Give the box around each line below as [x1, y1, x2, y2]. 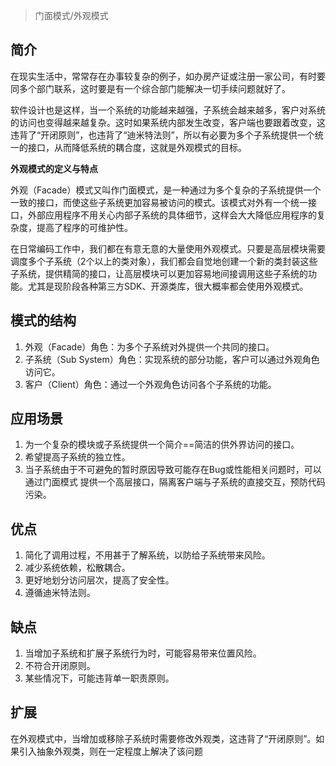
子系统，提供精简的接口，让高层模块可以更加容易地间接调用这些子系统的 [10, 267, 308, 279]
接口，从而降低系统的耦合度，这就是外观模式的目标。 [27, 141, 247, 153]
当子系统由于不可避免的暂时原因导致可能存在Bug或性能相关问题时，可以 [24, 464, 322, 476]
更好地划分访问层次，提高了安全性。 [24, 574, 175, 586]
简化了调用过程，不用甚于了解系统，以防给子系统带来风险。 [24, 549, 271, 561]
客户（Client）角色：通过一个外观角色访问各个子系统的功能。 [24, 378, 277, 390]
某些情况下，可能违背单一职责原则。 [24, 672, 175, 684]
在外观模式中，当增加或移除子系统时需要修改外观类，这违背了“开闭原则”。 [10, 732, 317, 744]
